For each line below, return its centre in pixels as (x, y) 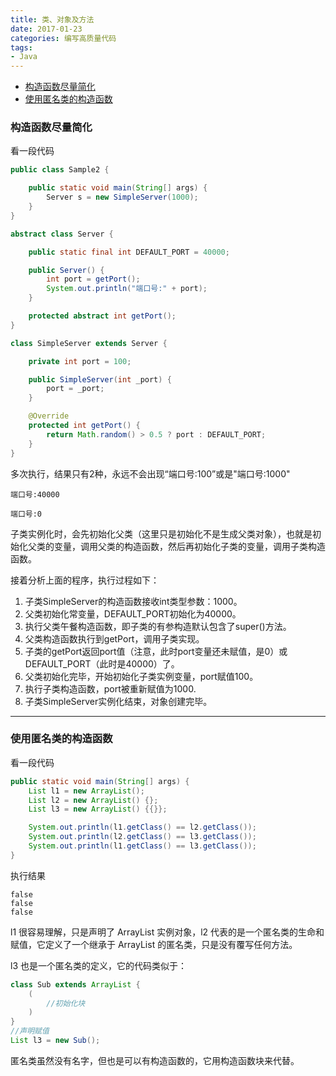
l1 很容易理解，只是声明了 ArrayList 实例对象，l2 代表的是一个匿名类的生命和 (167, 932)
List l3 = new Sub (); (55, 1041)
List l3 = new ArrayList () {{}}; (98, 809)
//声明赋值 (30, 1031)
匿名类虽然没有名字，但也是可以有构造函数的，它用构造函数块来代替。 (155, 1060)
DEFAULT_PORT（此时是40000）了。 (102, 663)
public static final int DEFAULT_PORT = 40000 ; (129, 252)
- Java (24, 57)
